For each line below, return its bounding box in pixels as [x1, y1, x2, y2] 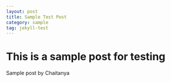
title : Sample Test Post [6, 14, 67, 20]
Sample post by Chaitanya [6, 70, 70, 77]
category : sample [6, 19, 49, 25]
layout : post [6, 8, 38, 15]
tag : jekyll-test [6, 25, 49, 31]
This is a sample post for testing [6, 50, 166, 63]
